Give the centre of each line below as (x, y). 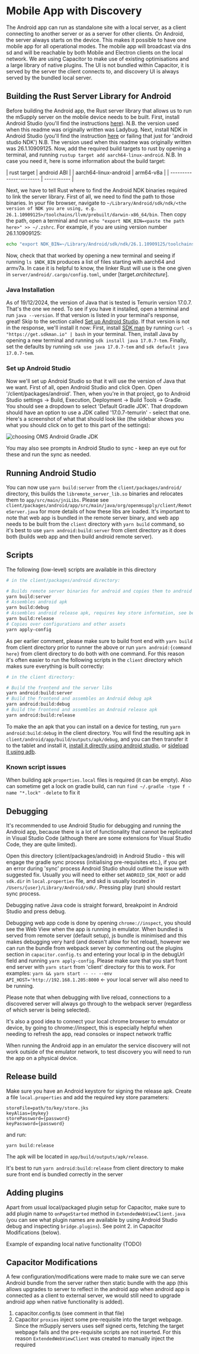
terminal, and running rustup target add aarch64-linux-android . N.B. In (94, 155)
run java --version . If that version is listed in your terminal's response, (92, 315)
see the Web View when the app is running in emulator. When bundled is (95, 929)
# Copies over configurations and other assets (66, 624)
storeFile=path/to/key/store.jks (47, 1108)
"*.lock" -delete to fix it (50, 793)
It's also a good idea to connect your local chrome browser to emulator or (96, 1021)
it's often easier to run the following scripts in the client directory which (94, 660)
